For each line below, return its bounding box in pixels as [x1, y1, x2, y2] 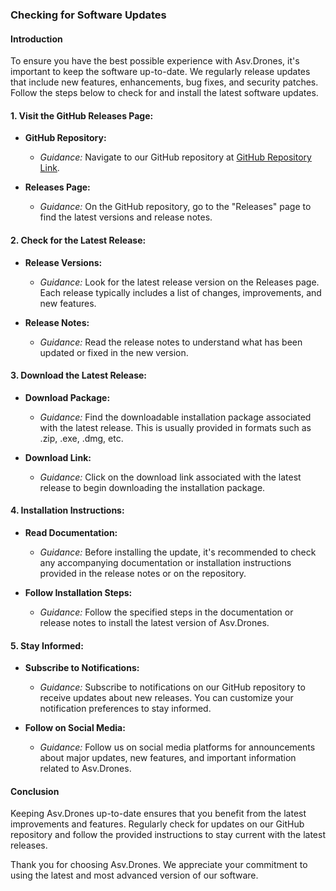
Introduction [10, 33, 63, 45]
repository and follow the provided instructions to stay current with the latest [10, 829, 326, 841]
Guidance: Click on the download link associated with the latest [39, 471, 302, 483]
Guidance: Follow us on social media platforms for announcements [39, 741, 316, 753]
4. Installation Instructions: [10, 504, 125, 517]
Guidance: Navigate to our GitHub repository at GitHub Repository [39, 151, 312, 163]
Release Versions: [24, 256, 103, 268]
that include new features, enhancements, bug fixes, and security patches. [10, 76, 319, 88]
